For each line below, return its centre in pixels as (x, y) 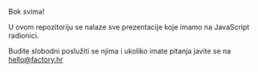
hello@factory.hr (36, 60)
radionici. (24, 36)
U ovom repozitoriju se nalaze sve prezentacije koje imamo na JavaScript (129, 27)
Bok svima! (26, 12)
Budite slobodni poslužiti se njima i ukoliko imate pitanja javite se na (120, 51)
